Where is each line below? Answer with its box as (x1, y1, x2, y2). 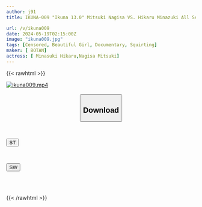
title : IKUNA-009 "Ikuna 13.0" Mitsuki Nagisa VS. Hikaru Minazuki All (6, 14, 189, 20)
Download (83, 106, 119, 115)
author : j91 (6, 8, 36, 15)
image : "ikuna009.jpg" (6, 37, 63, 43)
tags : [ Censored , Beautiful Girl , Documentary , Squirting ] (6, 42, 158, 48)
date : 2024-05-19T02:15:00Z (6, 31, 77, 37)
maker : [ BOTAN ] (6, 47, 47, 54)
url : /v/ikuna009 (6, 25, 50, 31)
